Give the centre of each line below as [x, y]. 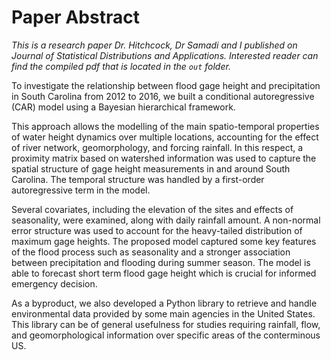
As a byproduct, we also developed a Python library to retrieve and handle [164, 303]
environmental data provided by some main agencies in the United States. [163, 313]
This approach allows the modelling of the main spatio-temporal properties [165, 126]
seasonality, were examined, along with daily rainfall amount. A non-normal [166, 220]
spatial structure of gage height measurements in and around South [151, 168]
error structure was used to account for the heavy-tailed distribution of [157, 230]
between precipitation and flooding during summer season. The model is [161, 262]
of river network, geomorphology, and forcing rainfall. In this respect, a [157, 147]
